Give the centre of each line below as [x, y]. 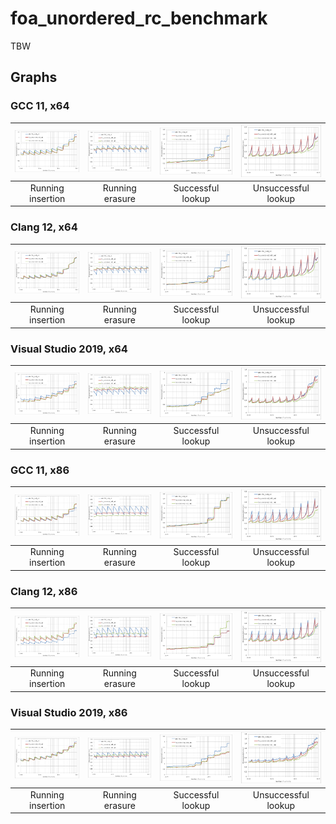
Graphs [34, 77]
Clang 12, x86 [44, 591]
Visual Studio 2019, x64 [69, 349]
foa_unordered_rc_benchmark [139, 18]
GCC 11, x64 [40, 106]
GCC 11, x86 [40, 470]
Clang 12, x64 [44, 227]
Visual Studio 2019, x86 [69, 712]
